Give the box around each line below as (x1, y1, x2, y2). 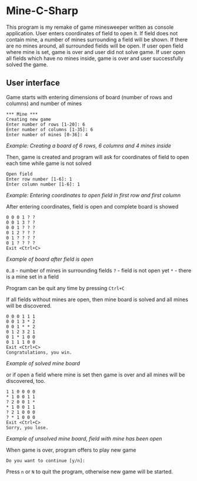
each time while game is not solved (6, 160, 92, 167)
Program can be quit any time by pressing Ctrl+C (6, 284, 125, 291)
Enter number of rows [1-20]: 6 (6, 122, 85, 127)
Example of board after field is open (6, 255, 94, 263)
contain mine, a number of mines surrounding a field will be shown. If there (6, 36, 188, 43)
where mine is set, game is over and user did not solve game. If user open (6, 48, 185, 55)
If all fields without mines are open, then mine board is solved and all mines (6, 295, 188, 303)
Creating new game (6, 116, 51, 122)
